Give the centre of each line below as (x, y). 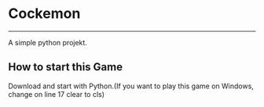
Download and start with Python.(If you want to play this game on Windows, (131, 86)
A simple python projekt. (48, 42)
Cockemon (44, 14)
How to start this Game (66, 67)
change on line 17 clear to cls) (56, 94)
